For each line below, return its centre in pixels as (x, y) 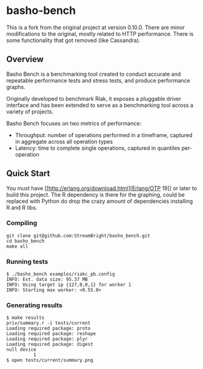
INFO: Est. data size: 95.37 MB (47, 280)
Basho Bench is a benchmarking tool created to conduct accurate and (94, 74)
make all (17, 246)
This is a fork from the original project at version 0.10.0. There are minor (95, 27)
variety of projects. (30, 111)
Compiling (22, 223)
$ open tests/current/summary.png (50, 361)
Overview (25, 59)
